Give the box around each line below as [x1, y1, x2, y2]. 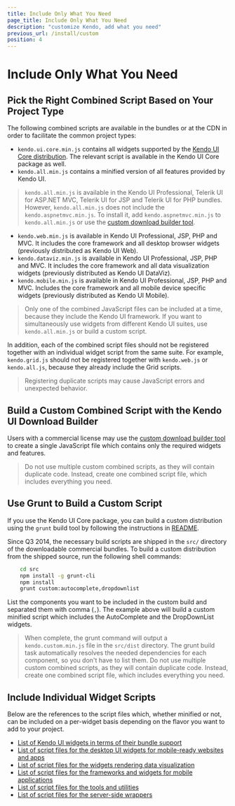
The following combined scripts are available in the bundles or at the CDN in [7, 124, 227, 132]
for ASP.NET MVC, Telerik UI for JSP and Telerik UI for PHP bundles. [24, 196, 222, 204]
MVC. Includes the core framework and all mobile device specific [17, 284, 206, 292]
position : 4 [7, 36, 42, 43]
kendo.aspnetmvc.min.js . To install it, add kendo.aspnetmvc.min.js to [24, 211, 221, 219]
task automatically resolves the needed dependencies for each [24, 649, 207, 657]
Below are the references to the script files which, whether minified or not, [7, 710, 222, 718]
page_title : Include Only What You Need [7, 17, 128, 24]
